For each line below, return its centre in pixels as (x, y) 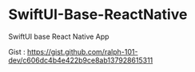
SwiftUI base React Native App (59, 36)
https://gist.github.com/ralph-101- (82, 51)
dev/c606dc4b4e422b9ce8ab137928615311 (81, 60)
